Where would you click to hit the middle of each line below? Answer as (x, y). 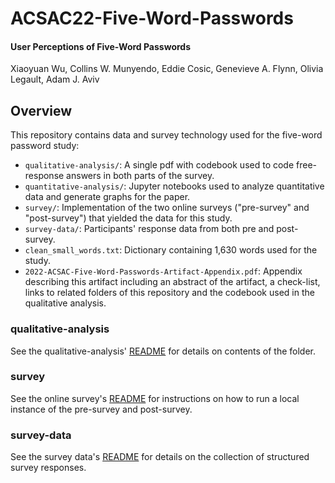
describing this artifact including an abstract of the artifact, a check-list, (172, 282)
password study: (45, 146)
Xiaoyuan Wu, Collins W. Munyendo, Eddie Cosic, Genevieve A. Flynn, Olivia (167, 69)
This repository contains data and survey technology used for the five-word (166, 135)
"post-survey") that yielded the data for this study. (128, 218)
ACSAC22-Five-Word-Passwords (152, 18)
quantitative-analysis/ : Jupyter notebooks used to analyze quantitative (174, 186)
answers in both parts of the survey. (140, 176)
